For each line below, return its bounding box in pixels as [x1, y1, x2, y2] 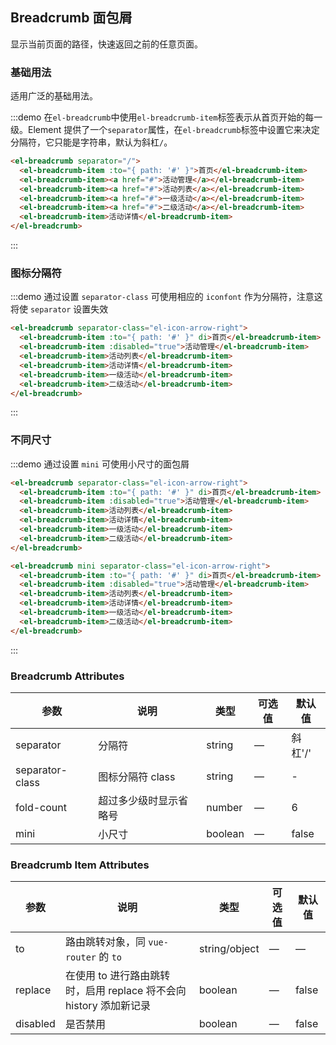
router [64, 952, 97, 963]
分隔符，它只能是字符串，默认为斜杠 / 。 [10, 136, 173, 148]
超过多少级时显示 [98, 794, 179, 807]
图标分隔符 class [98, 770, 176, 783]
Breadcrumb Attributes [10, 669, 125, 683]
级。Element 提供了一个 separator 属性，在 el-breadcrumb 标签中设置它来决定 [10, 124, 320, 136]
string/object [198, 942, 260, 956]
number [206, 801, 243, 814]
